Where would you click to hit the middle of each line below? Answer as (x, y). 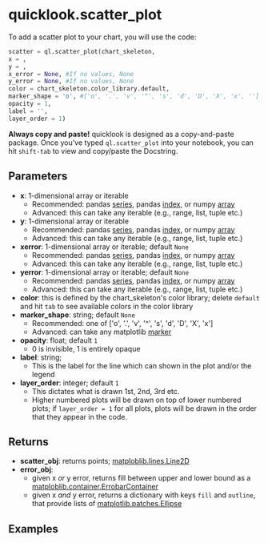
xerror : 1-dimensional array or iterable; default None (104, 247)
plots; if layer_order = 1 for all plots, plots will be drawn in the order (144, 408)
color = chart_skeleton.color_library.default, (89, 89)
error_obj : (36, 469)
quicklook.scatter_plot (85, 15)
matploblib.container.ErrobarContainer (95, 487)
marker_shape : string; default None (78, 315)
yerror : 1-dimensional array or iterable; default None (104, 272)
